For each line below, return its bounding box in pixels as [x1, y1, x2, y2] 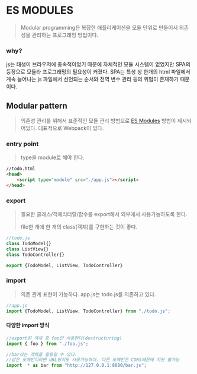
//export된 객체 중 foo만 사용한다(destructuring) [6, 335, 122, 341]
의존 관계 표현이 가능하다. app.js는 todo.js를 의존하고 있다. [20, 290, 156, 297]
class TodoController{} [6, 252, 65, 258]
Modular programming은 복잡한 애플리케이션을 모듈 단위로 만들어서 [20, 24, 178, 31]
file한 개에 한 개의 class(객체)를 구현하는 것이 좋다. [20, 223, 138, 230]
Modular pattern [6, 100, 68, 110]
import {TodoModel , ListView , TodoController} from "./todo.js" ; [6, 308, 170, 314]
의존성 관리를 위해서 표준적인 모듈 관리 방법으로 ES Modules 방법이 [20, 117, 176, 125]
